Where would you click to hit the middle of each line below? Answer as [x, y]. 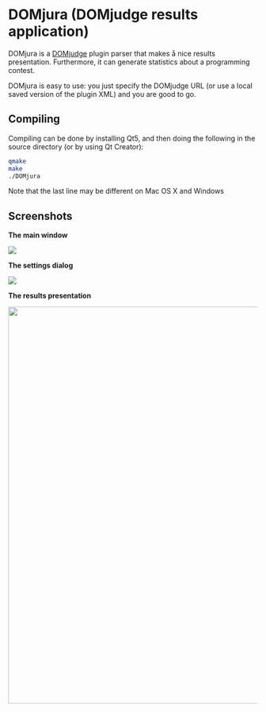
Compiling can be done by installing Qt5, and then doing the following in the [132, 138]
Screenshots [40, 216]
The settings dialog [41, 266]
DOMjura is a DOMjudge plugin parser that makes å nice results [112, 53]
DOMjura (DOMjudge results [103, 15]
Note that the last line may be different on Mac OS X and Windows [116, 191]
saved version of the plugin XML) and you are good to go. [102, 94]
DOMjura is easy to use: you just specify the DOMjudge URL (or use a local [131, 86]
